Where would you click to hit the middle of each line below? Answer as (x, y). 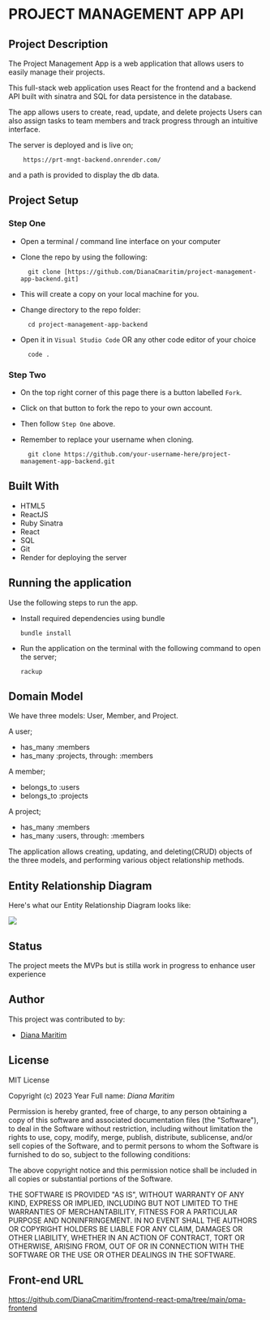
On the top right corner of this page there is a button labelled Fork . (131, 392)
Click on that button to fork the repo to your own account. (116, 408)
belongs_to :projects (54, 796)
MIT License (29, 1080)
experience (27, 975)
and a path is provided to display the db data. (84, 175)
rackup (31, 671)
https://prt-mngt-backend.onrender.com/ (92, 160)
